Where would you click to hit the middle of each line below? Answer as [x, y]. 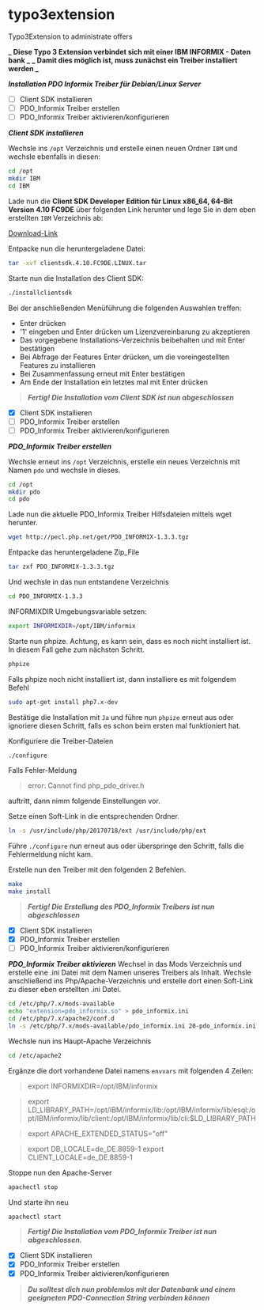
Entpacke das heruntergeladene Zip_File [74, 552]
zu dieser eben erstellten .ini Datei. [65, 990]
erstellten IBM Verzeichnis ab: [56, 218]
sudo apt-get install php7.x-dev [63, 702]
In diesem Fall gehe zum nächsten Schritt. [76, 649]
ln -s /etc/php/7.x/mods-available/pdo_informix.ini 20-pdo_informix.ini [132, 1026]
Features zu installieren [58, 365]
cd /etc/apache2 [35, 1055]
